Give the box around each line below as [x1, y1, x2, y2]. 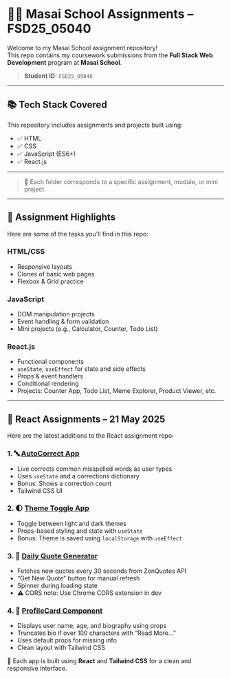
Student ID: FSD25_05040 [23, 72, 93, 80]
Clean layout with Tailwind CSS [16, 644, 105, 652]
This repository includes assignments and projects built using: [7, 121, 184, 129]
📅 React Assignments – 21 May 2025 [7, 413, 166, 425]
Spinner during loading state [16, 582, 98, 590]
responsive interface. [7, 665, 67, 673]
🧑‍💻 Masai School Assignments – [7, 6, 194, 22]
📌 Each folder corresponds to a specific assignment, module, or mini [23, 177, 219, 185]
